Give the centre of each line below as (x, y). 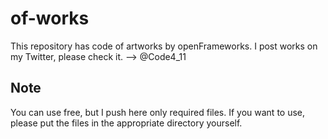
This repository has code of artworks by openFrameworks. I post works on (164, 46)
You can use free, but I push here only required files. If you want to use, (158, 112)
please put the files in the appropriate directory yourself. (126, 123)
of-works (50, 18)
